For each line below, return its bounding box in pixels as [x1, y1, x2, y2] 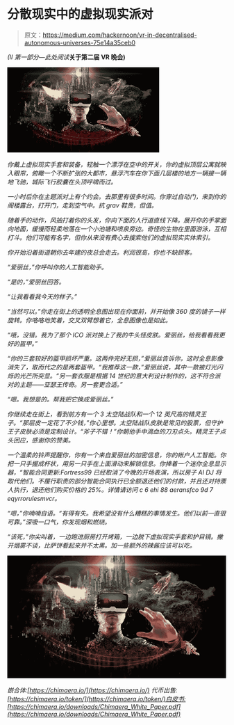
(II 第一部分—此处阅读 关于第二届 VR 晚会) [7, 53, 126, 61]
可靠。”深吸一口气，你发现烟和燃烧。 [7, 518, 111, 526]
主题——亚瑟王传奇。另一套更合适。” [19, 380, 123, 388]
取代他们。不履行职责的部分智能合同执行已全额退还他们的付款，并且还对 [7, 477, 214, 485]
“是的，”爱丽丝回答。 [7, 278, 65, 286]
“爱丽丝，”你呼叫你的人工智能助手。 [7, 262, 108, 271]
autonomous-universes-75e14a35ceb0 [24, 38, 136, 47]
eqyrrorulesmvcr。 [7, 494, 61, 502]
